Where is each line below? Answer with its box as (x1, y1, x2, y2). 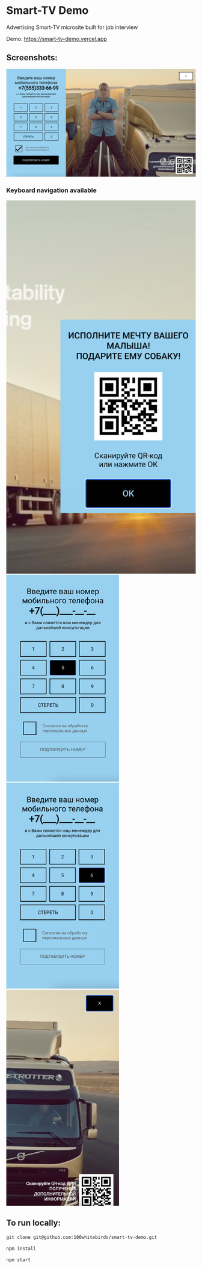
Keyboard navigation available (6, 186, 97, 194)
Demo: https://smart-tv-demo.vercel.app (6, 35, 107, 42)
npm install (6, 1246, 36, 1252)
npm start (6, 1257, 31, 1263)
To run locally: (6, 1217, 61, 1228)
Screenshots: (6, 52, 58, 63)
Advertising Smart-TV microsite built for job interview (6, 23, 138, 31)
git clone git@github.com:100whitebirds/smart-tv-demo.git (6, 1235, 158, 1241)
